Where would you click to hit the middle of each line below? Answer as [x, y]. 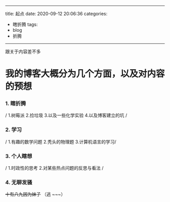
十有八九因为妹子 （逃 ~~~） [35, 194]
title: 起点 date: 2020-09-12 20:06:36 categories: [56, 14]
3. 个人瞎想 [19, 156]
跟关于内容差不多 [23, 52]
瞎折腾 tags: [25, 24]
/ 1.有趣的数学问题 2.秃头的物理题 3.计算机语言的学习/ [61, 141]
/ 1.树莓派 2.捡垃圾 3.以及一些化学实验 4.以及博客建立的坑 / [66, 115]
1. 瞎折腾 [16, 104]
